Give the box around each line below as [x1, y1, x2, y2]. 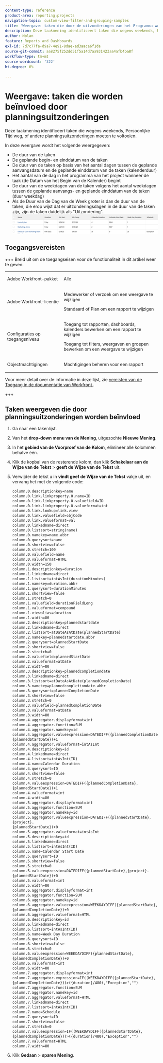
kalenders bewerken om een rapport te [64, 326, 142, 332]
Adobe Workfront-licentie [7, 298, 59, 304]
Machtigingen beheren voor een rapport [64, 362, 144, 367]
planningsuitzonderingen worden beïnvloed [5, 413, 141, 421]
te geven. [5, 261, 24, 267]
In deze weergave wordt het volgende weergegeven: [5, 143, 111, 148]
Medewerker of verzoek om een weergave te [64, 291, 153, 297]
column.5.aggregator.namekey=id [12, 810, 78, 815]
